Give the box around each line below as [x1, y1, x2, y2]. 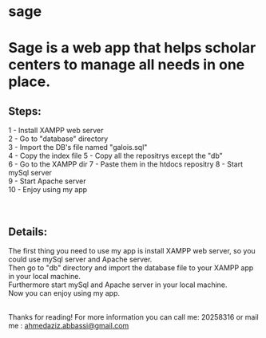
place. [8, 73, 50, 91]
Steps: [8, 104, 42, 118]
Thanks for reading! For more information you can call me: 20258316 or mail [8, 312, 259, 321]
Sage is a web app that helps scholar [8, 39, 256, 57]
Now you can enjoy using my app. [8, 289, 121, 297]
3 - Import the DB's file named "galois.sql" [8, 143, 148, 152]
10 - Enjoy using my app [8, 185, 88, 195]
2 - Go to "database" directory [8, 134, 109, 143]
